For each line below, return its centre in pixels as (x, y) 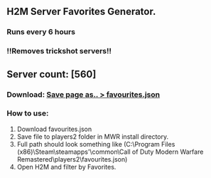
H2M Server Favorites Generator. (81, 12)
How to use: (28, 113)
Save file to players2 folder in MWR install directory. (93, 136)
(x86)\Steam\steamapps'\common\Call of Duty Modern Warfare (110, 152)
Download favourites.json (54, 129)
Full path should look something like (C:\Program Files (96, 144)
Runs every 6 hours (41, 32)
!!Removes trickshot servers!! (59, 51)
